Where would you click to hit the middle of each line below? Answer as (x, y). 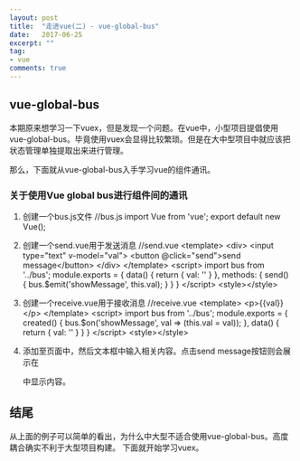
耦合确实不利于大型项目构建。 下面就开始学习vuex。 (107, 447)
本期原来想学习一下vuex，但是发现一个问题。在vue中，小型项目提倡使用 (144, 127)
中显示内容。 (46, 381)
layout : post (34, 18)
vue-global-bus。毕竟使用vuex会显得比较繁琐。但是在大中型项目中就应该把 (150, 139)
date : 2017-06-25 (46, 34)
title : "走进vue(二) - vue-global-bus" (84, 26)
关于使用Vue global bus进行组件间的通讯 (98, 195)
